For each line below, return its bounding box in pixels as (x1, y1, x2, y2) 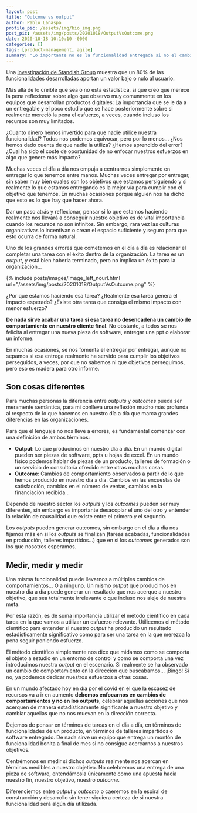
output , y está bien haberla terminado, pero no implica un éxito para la (6, 256, 176, 264)
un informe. (6, 335, 34, 342)
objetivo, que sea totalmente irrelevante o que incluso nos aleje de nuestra (6, 595, 186, 602)
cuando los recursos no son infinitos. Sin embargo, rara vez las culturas (6, 220, 179, 227)
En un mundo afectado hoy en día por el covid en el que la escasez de (6, 685, 176, 692)
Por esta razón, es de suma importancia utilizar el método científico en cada (6, 612, 190, 619)
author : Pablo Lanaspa (6, 19, 62, 25)
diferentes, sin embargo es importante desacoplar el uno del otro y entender (6, 507, 191, 514)
